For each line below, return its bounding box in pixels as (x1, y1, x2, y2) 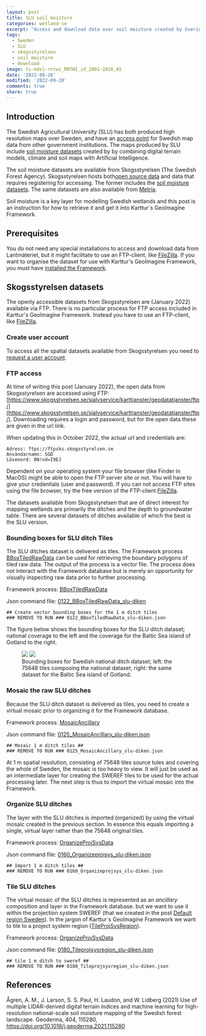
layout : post (6, 9, 40, 15)
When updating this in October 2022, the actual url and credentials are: (6, 434, 186, 441)
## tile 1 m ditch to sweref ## (6, 958, 89, 964)
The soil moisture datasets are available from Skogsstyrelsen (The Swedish (6, 166, 197, 173)
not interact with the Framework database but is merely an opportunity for (6, 567, 193, 575)
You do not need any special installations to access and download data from (6, 244, 199, 252)
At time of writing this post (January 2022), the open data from (6, 383, 166, 390)
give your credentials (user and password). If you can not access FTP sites (6, 480, 196, 488)
